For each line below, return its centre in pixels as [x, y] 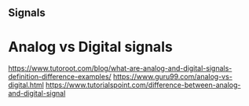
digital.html [26, 85]
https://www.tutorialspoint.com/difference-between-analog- [143, 85]
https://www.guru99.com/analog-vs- [173, 77]
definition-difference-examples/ [60, 77]
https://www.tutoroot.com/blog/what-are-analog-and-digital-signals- [120, 68]
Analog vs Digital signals [90, 47]
